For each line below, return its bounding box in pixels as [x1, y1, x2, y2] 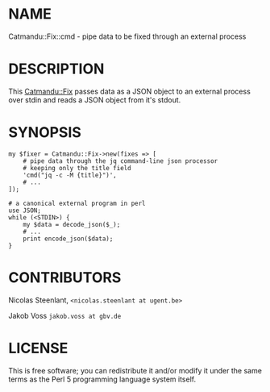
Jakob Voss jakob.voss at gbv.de [8, 311, 122, 320]
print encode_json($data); [23, 235, 114, 243]
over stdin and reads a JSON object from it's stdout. [8, 94, 181, 105]
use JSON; [8, 206, 42, 215]
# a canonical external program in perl [8, 199, 147, 207]
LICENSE [8, 339, 69, 357]
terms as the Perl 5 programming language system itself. [8, 374, 196, 384]
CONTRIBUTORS [8, 269, 122, 286]
